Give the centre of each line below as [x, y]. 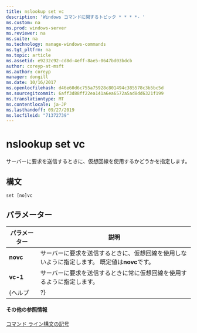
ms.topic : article [28, 55]
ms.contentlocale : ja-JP [36, 104]
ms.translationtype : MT [35, 99]
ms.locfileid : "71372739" [38, 115]
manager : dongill [27, 77]
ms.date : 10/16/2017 [31, 83]
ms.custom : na [23, 22]
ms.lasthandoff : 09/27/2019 [40, 110]
